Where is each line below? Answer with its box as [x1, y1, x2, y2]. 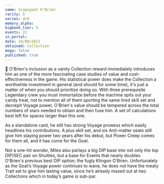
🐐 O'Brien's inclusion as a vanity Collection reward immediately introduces [5, 66, 155, 72]
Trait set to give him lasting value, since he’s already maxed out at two [5, 168, 146, 174]
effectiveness [5, 76, 33, 82]
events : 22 [5, 30, 27, 35]
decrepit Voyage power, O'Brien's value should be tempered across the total [5, 102, 159, 108]
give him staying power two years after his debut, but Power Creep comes [5, 133, 155, 138]
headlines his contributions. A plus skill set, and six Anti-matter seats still [5, 128, 152, 134]
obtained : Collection [5, 44, 49, 48]
